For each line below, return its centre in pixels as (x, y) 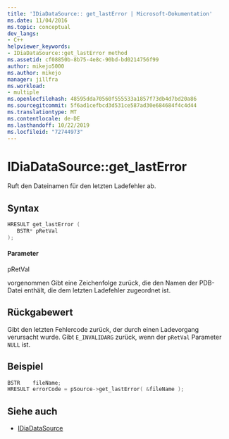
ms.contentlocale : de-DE (44, 118)
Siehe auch (32, 411)
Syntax (23, 208)
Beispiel (25, 367)
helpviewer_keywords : (39, 47)
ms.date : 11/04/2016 (38, 20)
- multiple (23, 92)
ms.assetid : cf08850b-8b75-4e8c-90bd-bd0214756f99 (83, 60)
